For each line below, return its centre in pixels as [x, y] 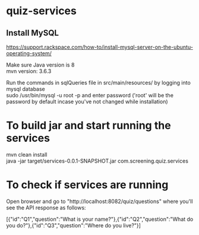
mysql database [26, 89]
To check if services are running [87, 185]
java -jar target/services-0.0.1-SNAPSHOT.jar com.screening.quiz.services [97, 161]
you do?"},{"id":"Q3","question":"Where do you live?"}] [74, 225]
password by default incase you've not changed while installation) [87, 101]
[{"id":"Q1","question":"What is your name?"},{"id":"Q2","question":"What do [100, 219]
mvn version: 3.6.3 [29, 71]
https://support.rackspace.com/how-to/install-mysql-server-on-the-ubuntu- [99, 47]
